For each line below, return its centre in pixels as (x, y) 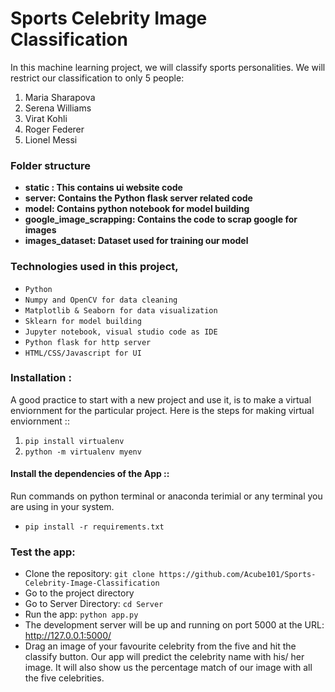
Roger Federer (54, 129)
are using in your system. (62, 507)
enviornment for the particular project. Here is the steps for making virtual (162, 410)
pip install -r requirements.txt (94, 527)
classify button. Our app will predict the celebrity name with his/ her (164, 657)
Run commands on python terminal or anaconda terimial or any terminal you (166, 496)
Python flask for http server (88, 342)
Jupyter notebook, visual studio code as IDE (121, 332)
